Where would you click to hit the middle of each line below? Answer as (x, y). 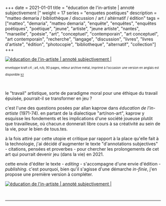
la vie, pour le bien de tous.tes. (37, 129)
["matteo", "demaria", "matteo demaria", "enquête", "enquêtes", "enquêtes (81, 23)
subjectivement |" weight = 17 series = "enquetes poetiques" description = (81, 13)
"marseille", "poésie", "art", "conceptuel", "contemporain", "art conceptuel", (82, 34)
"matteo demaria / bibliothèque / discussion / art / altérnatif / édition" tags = (83, 18)
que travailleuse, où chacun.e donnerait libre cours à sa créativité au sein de (83, 124)
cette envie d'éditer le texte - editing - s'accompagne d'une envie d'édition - (83, 164)
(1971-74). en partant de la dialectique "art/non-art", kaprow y (82, 113)
